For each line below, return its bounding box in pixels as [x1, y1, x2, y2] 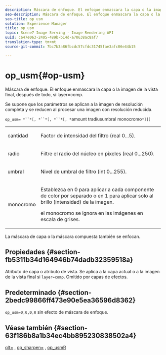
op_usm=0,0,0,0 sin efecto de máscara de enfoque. [5, 309, 109, 315]
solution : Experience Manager [5, 21, 68, 26]
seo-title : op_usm [5, 16, 43, 21]
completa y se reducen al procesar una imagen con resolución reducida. [5, 106, 153, 112]
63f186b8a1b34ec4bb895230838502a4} [5, 331, 137, 340]
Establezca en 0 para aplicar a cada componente [40, 186, 154, 193]
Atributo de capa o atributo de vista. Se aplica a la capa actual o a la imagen [5, 269, 160, 275]
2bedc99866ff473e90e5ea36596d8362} [5, 296, 136, 304]
